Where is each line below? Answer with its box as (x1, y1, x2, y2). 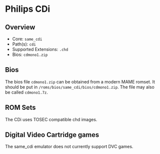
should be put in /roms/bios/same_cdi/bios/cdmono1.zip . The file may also (5, 84, 155, 90)
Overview (5, 23, 36, 31)
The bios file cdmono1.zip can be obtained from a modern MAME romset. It (5, 78, 155, 84)
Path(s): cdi (12, 41, 36, 47)
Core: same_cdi (12, 36, 43, 42)
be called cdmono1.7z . (5, 89, 48, 95)
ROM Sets (5, 103, 36, 112)
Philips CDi (5, 3, 50, 15)
